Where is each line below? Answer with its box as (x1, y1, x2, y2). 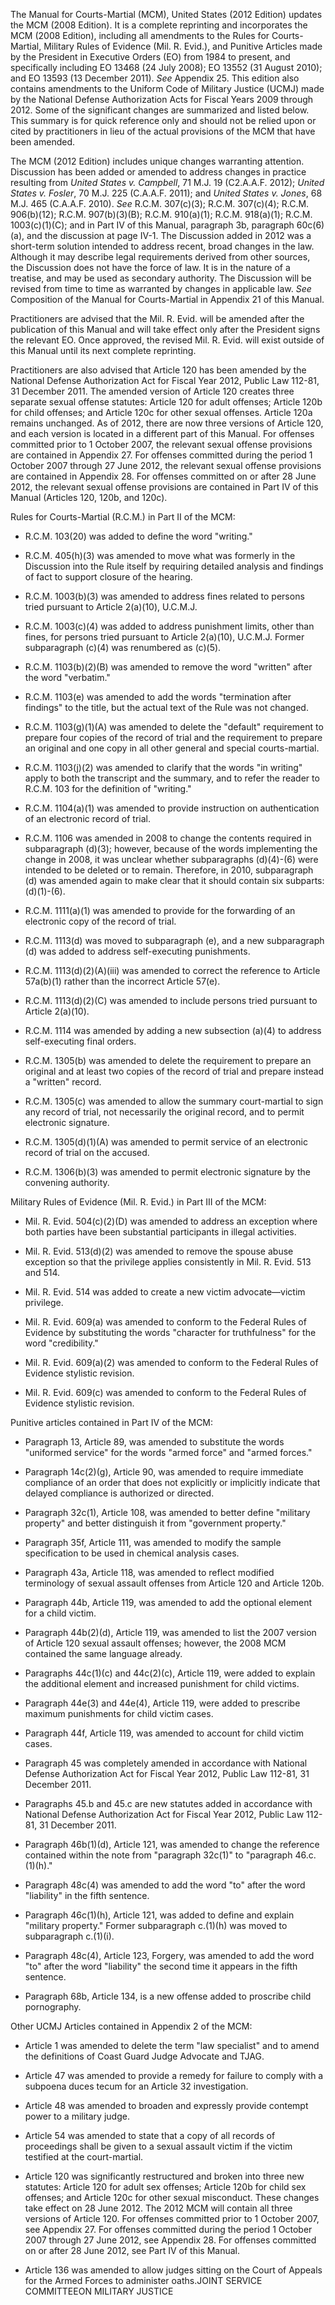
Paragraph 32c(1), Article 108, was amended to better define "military (24, 1507, 311, 1518)
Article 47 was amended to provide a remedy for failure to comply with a (24, 2070, 324, 2081)
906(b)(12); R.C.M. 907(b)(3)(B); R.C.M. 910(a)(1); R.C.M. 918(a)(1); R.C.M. (10, 209, 313, 220)
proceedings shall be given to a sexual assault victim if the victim (24, 2140, 293, 2152)
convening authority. (24, 1177, 110, 1188)
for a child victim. (24, 1607, 97, 1619)
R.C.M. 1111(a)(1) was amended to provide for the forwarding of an (24, 905, 296, 916)
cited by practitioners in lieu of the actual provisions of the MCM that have (10, 125, 316, 137)
